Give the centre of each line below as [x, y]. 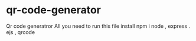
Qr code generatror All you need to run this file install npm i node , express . [98, 26]
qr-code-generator [54, 10]
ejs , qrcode [21, 32]
